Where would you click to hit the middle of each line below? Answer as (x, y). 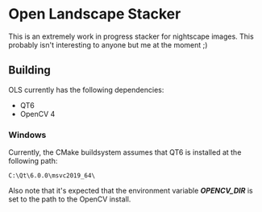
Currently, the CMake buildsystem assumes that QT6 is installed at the (125, 152)
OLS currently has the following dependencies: (86, 89)
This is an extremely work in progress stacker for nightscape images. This (131, 36)
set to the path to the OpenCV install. (70, 199)
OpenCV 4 (37, 114)
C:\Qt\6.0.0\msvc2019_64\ (52, 176)
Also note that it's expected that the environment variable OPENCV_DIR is (131, 191)
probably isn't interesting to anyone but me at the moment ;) (108, 44)
